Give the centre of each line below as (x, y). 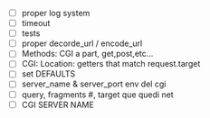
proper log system (56, 13)
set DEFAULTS (48, 74)
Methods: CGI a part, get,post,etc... (87, 54)
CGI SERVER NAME (57, 104)
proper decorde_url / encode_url (82, 43)
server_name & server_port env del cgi (94, 84)
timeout (36, 23)
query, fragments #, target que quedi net (97, 95)
